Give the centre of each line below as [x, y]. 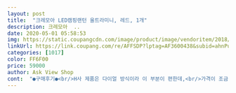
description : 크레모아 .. [44, 27]
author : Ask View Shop [40, 72]
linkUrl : [20, 46]
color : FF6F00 [28, 59]
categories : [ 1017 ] [36, 53]
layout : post [26, 14]
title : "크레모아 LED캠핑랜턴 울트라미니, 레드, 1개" [77, 20]
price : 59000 [26, 66]
